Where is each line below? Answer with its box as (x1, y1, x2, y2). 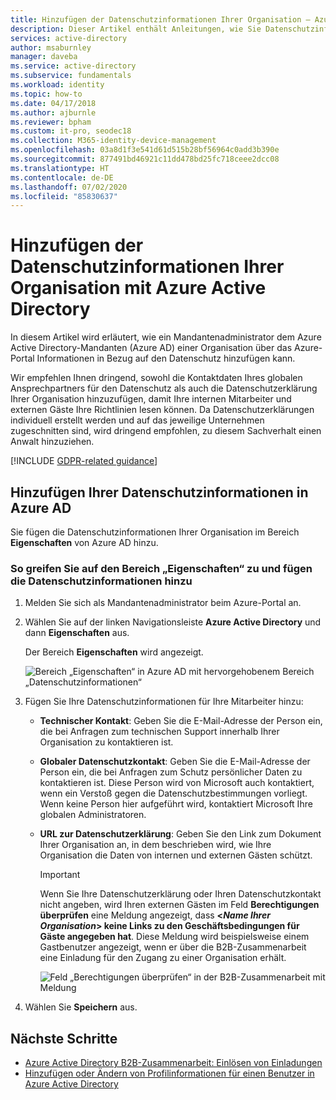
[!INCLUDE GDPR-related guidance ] (10, 455, 158, 467)
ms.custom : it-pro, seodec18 (10, 126, 132, 136)
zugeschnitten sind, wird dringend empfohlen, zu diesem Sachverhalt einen (10, 425, 322, 437)
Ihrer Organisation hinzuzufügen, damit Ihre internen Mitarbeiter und (10, 393, 292, 405)
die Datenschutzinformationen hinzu (10, 574, 193, 588)
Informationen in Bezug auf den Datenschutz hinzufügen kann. (36, 352, 296, 365)
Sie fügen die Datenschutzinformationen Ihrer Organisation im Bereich (10, 526, 300, 538)
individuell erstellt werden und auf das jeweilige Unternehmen (10, 414, 265, 426)
